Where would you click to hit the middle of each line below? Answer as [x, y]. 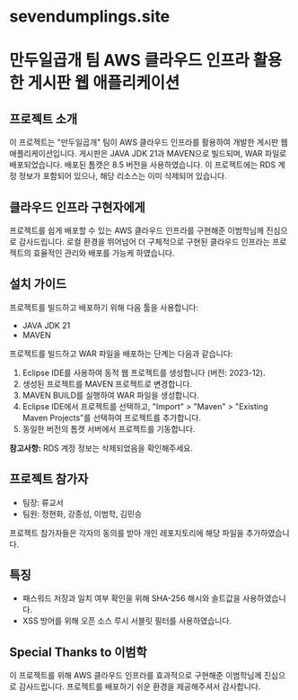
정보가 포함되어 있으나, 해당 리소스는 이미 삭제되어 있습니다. [123, 176]
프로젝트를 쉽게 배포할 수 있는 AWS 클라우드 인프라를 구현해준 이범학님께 [137, 230]
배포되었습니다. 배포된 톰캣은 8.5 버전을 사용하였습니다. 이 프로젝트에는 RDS [143, 165]
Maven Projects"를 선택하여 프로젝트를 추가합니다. [112, 417]
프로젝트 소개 [44, 119]
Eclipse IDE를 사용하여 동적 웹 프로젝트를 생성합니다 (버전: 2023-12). [144, 372]
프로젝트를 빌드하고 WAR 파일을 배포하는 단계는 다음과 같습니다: [121, 354]
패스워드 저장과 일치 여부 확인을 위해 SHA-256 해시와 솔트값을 [131, 598]
